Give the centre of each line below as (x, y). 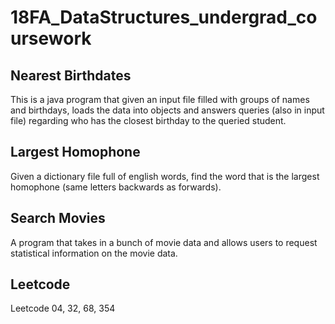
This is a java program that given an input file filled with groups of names (160, 99)
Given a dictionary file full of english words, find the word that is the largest (165, 176)
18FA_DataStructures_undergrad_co (164, 17)
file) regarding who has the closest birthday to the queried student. (148, 120)
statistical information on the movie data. (94, 253)
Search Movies (58, 218)
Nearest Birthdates (71, 75)
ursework (51, 38)
